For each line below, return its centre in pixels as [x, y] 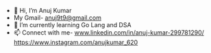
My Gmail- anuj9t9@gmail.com [57, 18]
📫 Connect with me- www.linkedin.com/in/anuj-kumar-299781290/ [109, 33]
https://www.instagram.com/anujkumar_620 [76, 42]
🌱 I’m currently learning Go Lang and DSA [72, 25]
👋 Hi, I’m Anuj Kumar [42, 11]
